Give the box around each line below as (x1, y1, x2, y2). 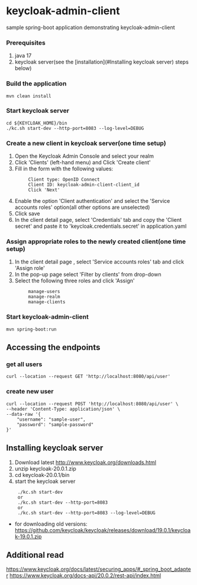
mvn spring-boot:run (6, 326, 57, 332)
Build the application (6, 80, 67, 88)
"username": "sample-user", (17, 417, 86, 422)
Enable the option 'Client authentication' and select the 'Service (14, 198, 170, 205)
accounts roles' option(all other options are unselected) (14, 204, 150, 211)
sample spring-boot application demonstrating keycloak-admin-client (6, 24, 176, 31)
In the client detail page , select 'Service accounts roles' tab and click (14, 258, 185, 265)
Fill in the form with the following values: (14, 165, 114, 173)
